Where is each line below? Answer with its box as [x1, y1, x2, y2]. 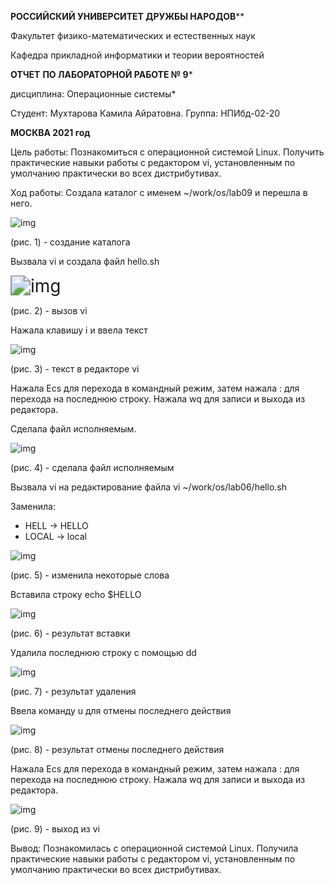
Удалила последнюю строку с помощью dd [10, 647, 197, 658]
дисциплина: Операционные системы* [10, 88, 177, 100]
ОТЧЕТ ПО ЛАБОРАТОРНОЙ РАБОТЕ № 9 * [10, 69, 193, 80]
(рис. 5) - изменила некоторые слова [10, 569, 170, 581]
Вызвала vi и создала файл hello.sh [10, 256, 160, 267]
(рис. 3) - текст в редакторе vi [10, 363, 140, 375]
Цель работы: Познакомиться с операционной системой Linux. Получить [10, 146, 325, 158]
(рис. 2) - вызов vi [10, 305, 88, 316]
